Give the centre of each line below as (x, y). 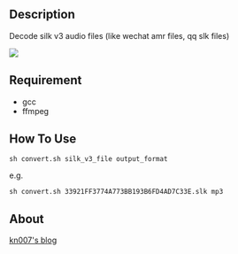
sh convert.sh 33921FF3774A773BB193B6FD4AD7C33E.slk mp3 (116, 192)
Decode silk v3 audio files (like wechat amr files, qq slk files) (119, 35)
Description (42, 15)
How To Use (43, 139)
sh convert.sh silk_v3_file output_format (88, 159)
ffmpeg (35, 111)
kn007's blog (33, 240)
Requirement (46, 80)
